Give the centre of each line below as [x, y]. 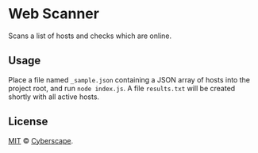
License [28, 122]
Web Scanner [54, 14]
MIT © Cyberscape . [41, 140]
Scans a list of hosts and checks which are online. [90, 36]
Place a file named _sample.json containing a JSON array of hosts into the [129, 79]
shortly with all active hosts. [54, 97]
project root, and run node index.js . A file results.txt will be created [122, 88]
